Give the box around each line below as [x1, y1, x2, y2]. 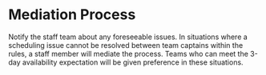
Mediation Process [8, 6, 136, 24]
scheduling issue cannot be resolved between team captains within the [8, 40, 244, 49]
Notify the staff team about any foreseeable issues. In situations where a [8, 32, 248, 41]
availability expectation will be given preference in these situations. [22, 57, 244, 67]
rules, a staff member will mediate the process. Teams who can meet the [8, 49, 248, 58]
